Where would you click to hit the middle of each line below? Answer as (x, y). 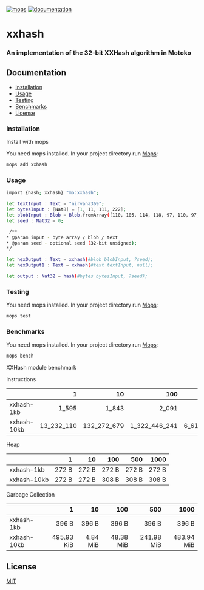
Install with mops (27, 142)
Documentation (36, 73)
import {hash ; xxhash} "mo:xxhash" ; (53, 193)
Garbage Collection (31, 495)
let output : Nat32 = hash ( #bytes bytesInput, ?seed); (77, 276)
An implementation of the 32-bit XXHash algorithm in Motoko (99, 53)
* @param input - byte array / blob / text (62, 237)
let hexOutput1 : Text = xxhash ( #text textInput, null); (80, 265)
